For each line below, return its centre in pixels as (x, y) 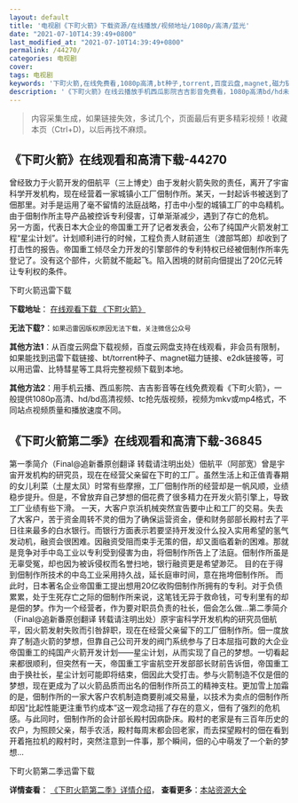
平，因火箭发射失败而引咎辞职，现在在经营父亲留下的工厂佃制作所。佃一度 (145, 630)
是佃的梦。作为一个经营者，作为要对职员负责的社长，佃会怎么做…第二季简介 (149, 608)
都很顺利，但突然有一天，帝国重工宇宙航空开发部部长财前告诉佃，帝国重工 (153, 664)
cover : (21, 67)
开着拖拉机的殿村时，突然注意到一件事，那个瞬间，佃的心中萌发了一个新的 (145, 741)
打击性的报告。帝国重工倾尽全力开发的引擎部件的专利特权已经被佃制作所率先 (149, 249)
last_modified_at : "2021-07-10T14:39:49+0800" (97, 42)
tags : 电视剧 (31, 75)
